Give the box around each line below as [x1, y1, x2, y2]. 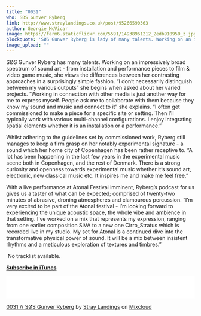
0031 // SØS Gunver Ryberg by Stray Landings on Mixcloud [6, 303, 152, 310]
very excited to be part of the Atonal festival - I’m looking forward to [6, 202, 173, 209]
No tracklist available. [7, 252, 61, 259]
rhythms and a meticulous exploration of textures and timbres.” [6, 241, 162, 248]
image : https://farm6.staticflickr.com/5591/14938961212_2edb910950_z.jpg [6, 31, 197, 37]
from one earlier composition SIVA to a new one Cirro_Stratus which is [6, 221, 179, 229]
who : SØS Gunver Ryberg [6, 14, 66, 20]
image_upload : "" [6, 42, 50, 48]
